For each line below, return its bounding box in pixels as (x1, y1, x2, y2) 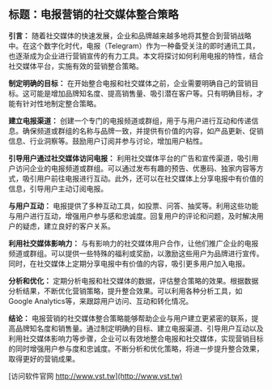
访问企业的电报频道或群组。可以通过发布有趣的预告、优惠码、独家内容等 (15, 163, 257, 173)
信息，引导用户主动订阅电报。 (8, 183, 108, 193)
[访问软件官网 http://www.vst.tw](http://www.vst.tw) (8, 371, 183, 381)
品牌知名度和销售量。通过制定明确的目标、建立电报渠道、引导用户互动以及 (15, 323, 264, 333)
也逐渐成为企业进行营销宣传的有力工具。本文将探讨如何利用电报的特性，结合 (8, 51, 264, 61)
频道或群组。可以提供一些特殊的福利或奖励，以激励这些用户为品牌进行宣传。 (8, 248, 264, 258)
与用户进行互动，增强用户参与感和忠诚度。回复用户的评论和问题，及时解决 (8, 211, 257, 220)
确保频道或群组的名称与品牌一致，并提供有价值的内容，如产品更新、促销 (22, 126, 264, 135)
